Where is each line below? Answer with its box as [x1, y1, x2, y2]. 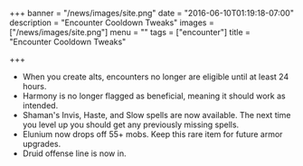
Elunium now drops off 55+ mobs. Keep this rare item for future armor [22, 129, 283, 139]
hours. [22, 81, 47, 91]
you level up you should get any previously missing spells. [22, 119, 240, 130]
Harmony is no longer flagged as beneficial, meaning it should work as [22, 90, 287, 101]
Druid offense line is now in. [22, 148, 127, 159]
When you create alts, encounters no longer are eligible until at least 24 [22, 71, 289, 82]
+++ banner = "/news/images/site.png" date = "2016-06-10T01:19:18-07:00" [9, 8, 294, 18]
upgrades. [22, 139, 62, 149]
